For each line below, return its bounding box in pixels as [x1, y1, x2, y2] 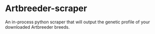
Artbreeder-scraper [5, 3, 87, 14]
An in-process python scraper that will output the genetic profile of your [5, 19, 150, 25]
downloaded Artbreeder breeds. [5, 24, 70, 30]
